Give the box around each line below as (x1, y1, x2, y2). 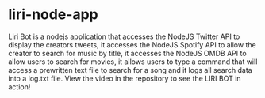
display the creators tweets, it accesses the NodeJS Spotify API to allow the (8, 40, 256, 49)
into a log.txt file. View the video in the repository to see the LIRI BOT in (8, 73, 241, 83)
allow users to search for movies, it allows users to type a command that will (8, 57, 258, 66)
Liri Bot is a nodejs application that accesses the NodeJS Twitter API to (8, 32, 240, 41)
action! (8, 81, 31, 92)
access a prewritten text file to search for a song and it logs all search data (8, 65, 252, 74)
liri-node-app (8, 6, 98, 24)
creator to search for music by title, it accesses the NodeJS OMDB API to (8, 48, 248, 58)
